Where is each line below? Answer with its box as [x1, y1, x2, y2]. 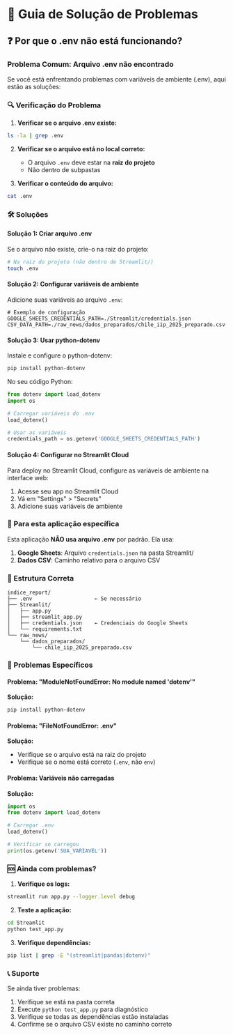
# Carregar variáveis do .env [7, 410, 95, 417]
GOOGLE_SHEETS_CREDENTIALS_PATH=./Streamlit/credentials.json [7, 315, 191, 322]
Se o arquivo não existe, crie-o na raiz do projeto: [7, 245, 150, 254]
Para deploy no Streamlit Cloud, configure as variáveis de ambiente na [7, 466, 209, 475]
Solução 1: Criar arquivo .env [7, 229, 93, 238]
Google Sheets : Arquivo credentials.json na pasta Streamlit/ [17, 549, 194, 557]
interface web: [7, 473, 49, 482]
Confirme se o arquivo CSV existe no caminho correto [17, 1020, 172, 1028]
